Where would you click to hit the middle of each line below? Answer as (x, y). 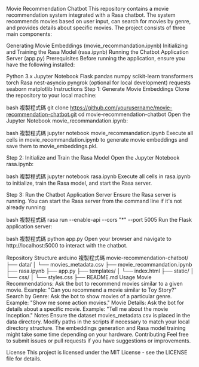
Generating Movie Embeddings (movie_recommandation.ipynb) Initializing (97, 45)
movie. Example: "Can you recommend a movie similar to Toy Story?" (92, 290)
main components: (29, 34)
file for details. (24, 359)
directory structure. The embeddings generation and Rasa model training (96, 328)
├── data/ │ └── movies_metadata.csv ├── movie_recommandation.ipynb (99, 264)
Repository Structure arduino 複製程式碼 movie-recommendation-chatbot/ (97, 258)
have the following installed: (41, 65)
